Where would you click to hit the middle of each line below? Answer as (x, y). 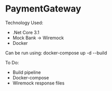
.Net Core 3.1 (26, 32)
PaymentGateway (43, 9)
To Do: (12, 62)
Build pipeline (27, 72)
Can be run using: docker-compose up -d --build (56, 53)
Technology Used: (24, 23)
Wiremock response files (38, 83)
